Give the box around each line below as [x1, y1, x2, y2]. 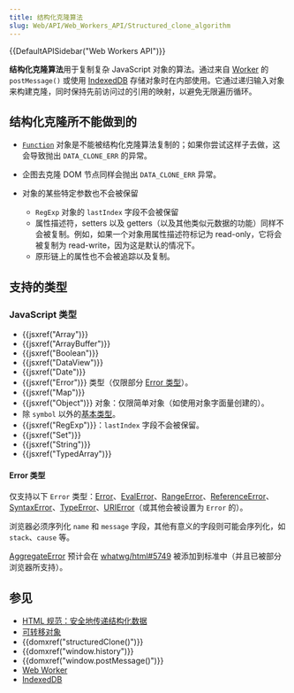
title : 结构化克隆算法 [9, 12, 84, 22]
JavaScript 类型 [9, 308, 78, 320]
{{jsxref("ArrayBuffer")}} [21, 338, 111, 349]
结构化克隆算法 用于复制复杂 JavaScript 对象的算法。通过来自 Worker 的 [9, 64, 269, 74]
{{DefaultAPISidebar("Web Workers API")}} [9, 45, 166, 56]
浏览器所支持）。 [9, 562, 68, 573]
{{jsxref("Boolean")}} [21, 348, 99, 358]
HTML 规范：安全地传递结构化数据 [21, 616, 147, 627]
